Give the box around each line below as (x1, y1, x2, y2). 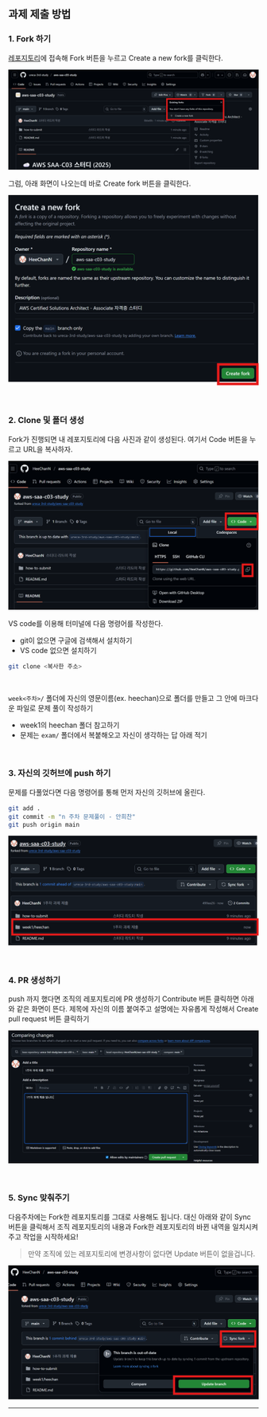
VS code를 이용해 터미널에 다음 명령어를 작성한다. (8, 619, 164, 628)
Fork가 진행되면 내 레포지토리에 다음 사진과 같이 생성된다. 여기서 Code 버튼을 (8, 434, 248, 444)
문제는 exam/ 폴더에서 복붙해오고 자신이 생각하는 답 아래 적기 (19, 730, 208, 740)
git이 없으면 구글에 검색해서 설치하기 (19, 636, 133, 645)
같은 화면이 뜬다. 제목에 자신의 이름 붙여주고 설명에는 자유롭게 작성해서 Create (16, 1004, 259, 1014)
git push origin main (8, 821, 80, 829)
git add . (8, 804, 41, 812)
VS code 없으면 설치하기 (19, 646, 97, 656)
